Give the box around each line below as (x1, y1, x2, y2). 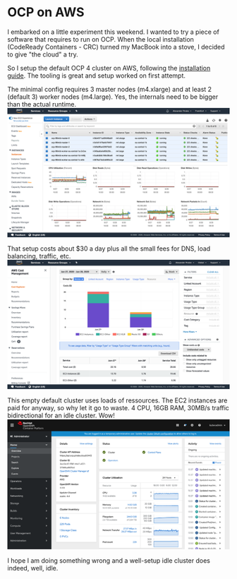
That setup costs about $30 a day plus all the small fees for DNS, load (7, 244, 211, 253)
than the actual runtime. (7, 100, 77, 108)
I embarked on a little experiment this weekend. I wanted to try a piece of (7, 28, 220, 36)
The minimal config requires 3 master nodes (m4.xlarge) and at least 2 (7, 85, 212, 93)
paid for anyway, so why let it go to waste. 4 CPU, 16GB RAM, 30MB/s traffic (7, 404, 229, 412)
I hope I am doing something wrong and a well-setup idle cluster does (7, 556, 210, 565)
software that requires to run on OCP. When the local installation (7, 35, 194, 43)
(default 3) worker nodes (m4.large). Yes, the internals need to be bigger (7, 92, 219, 101)
